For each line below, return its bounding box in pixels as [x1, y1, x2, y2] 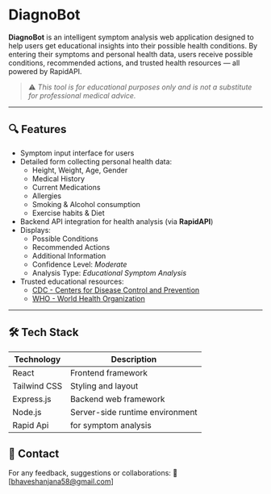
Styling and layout [69, 380, 139, 392]
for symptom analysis [69, 419, 152, 430]
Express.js [12, 393, 52, 405]
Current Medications [31, 182, 101, 192]
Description [110, 353, 157, 364]
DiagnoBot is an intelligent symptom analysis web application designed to [8, 32, 254, 42]
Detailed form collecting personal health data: [19, 156, 173, 166]
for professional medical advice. [27, 90, 136, 100]
